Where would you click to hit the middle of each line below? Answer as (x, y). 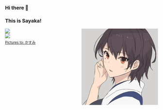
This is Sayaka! (23, 20)
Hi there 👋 (17, 8)
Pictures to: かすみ (20, 43)
